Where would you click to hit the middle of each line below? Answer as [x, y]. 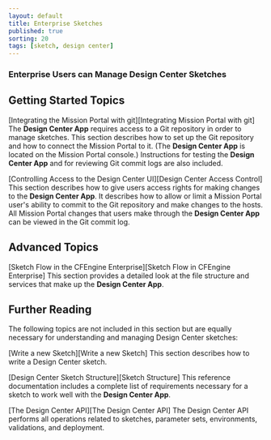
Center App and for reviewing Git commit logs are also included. [116, 163]
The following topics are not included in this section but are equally [120, 329]
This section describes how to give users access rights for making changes [134, 187]
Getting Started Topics [67, 101]
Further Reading [50, 310]
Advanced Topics [53, 248]
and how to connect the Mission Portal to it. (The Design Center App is [127, 146]
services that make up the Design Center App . [86, 284]
